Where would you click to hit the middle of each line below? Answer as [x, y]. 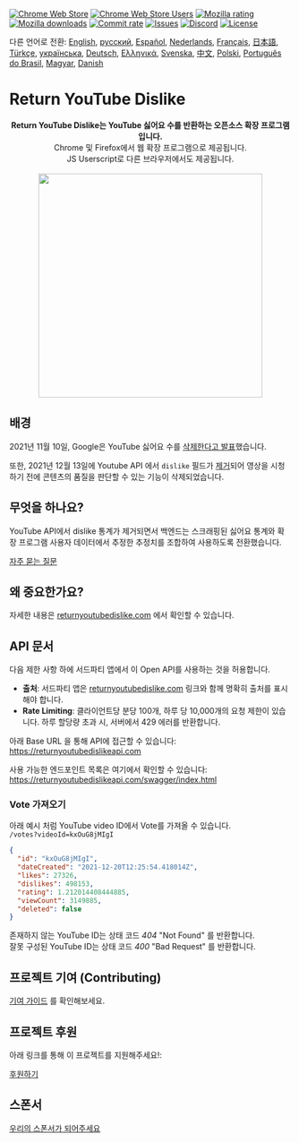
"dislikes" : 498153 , [56, 884]
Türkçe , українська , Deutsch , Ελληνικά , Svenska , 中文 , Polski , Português [145, 53]
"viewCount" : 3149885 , [60, 900]
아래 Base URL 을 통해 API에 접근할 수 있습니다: [93, 741]
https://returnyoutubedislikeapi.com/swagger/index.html [113, 780]
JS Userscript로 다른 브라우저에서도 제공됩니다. [150, 159]
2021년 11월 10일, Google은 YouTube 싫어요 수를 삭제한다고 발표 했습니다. [138, 446]
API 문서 [31, 646]
